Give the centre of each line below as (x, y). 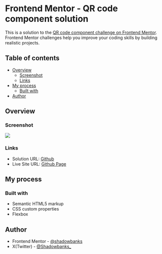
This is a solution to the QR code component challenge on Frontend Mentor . (81, 32)
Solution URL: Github (33, 159)
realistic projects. (22, 42)
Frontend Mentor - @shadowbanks (47, 241)
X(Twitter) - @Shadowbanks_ (42, 247)
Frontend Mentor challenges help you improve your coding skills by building (81, 38)
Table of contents (32, 58)
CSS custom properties (36, 209)
